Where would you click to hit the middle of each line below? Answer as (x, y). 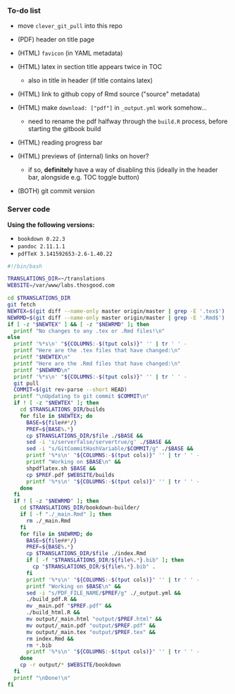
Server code (29, 209)
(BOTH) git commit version (56, 191)
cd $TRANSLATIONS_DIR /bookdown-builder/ (80, 508)
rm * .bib (39, 645)
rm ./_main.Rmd (48, 521)
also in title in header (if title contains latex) (90, 80)
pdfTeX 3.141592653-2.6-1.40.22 (65, 254)
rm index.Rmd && (50, 639)
